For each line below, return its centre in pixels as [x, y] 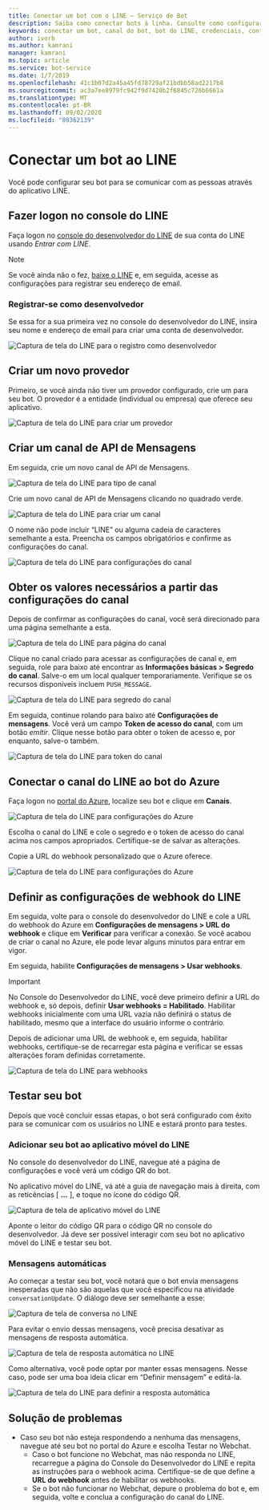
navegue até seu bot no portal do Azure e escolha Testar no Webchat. [135, 1446]
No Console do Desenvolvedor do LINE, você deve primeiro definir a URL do [134, 997]
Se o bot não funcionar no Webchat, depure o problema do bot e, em [146, 1488]
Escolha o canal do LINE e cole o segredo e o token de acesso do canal [126, 832]
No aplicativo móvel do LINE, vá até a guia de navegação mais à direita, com [134, 1186]
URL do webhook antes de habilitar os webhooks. [114, 1480]
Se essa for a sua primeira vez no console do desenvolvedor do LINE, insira [133, 321]
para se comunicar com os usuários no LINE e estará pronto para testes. [128, 1123]
